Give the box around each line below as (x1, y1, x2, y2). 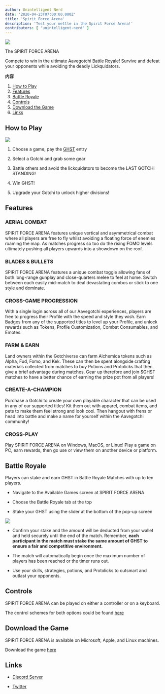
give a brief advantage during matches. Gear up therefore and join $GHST (5, 369, 156, 375)
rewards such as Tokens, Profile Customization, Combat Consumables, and (5, 324, 158, 330)
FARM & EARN (5, 342, 39, 348)
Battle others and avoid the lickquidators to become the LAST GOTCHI (12, 165, 155, 171)
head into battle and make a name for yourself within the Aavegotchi (5, 413, 144, 419)
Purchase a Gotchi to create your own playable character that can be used (5, 397, 156, 403)
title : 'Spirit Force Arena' (5, 16, 65, 21)
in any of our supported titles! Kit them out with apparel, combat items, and (5, 403, 158, 409)
